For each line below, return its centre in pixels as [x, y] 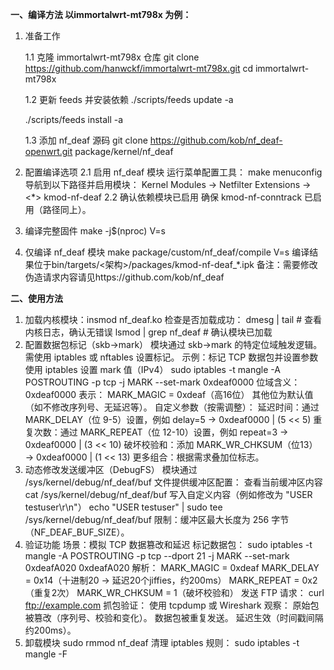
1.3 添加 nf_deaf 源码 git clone [86, 140]
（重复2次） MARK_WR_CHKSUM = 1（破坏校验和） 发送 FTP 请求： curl [174, 592]
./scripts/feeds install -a [74, 119]
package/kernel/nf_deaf [124, 151]
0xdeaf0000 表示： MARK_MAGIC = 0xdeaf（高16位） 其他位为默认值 [169, 394]
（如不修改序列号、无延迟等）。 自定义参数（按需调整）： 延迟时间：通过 [172, 407]
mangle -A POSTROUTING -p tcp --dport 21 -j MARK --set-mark [157, 556]
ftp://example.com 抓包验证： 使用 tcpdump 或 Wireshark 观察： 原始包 [172, 605]
